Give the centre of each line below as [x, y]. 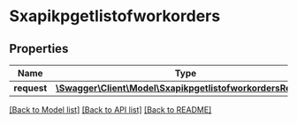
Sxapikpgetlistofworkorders [115, 16]
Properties [39, 49]
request [30, 88]
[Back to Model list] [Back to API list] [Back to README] [110, 110]
